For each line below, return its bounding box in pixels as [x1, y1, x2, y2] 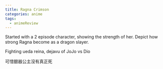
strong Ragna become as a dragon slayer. [5, 39, 89, 45]
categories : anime [5, 12, 43, 17]
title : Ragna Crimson [5, 7, 49, 12]
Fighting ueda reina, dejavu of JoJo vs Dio [5, 49, 91, 54]
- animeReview [9, 20, 38, 26]
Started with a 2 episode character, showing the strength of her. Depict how [5, 34, 158, 40]
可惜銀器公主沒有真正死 [5, 59, 52, 65]
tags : [5, 16, 16, 21]
